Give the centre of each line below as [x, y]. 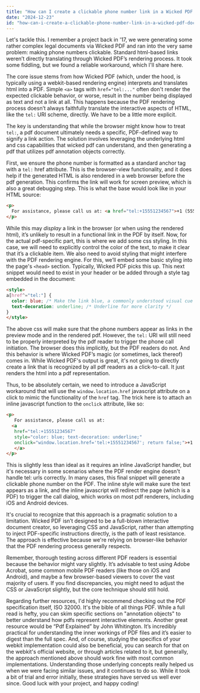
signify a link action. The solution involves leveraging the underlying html [96, 139]
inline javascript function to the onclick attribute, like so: [75, 404]
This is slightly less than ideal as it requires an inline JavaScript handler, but [99, 465]
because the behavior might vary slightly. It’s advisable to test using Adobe [98, 564]
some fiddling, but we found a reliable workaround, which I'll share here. [95, 65]
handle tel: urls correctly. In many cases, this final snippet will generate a [95, 478]
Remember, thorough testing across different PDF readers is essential [91, 558]
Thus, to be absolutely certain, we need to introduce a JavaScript [86, 385]
